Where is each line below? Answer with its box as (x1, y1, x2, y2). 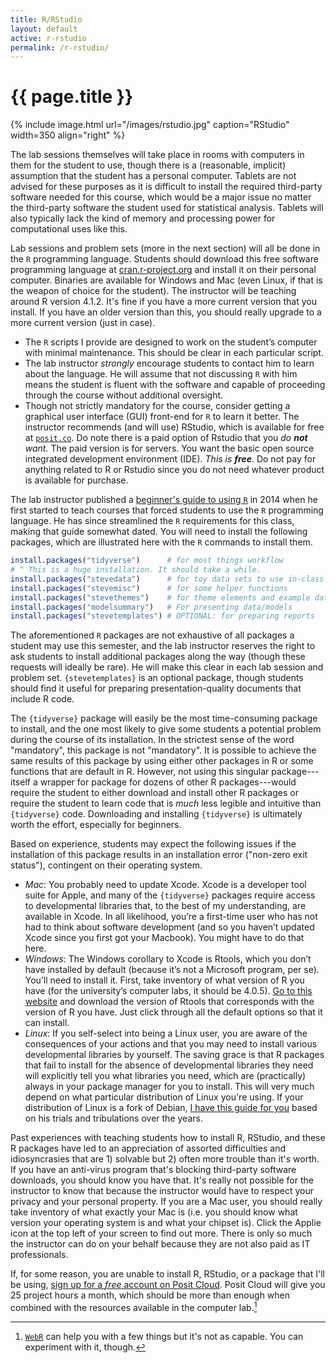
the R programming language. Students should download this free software (10, 253, 319, 265)
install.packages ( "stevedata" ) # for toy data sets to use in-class (10, 574, 325, 584)
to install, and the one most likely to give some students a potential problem (10, 723, 322, 735)
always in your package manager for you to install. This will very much (24, 1081, 315, 1093)
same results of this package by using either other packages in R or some (10, 755, 314, 767)
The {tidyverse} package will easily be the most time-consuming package (10, 712, 318, 725)
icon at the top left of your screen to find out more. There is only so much (10, 1227, 313, 1240)
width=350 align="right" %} (10, 129, 126, 141)
